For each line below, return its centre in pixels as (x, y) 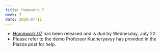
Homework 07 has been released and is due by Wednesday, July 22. (85, 34)
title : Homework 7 (25, 10)
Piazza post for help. (34, 44)
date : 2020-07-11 (24, 19)
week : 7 (13, 15)
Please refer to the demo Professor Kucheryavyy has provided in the (85, 39)
